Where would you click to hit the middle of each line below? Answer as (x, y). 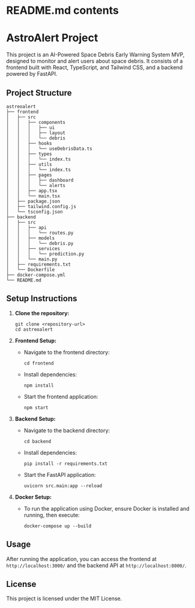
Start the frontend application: (61, 396)
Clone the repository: (42, 313)
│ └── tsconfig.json (34, 212)
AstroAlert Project (52, 38)
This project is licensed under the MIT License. (64, 598)
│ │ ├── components (36, 122)
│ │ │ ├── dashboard (40, 180)
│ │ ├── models (31, 238)
